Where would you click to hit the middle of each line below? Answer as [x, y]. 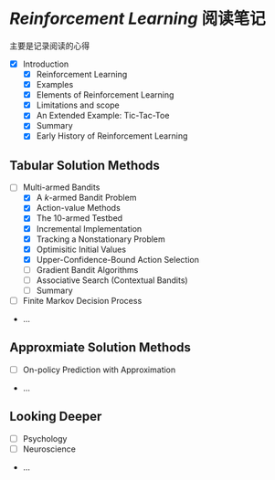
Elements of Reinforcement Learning [105, 95]
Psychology [45, 438]
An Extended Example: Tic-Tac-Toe [103, 116]
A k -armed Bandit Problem [86, 198]
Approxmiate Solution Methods [100, 348]
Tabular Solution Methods [85, 165]
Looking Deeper [56, 417]
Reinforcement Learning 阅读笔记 [138, 19]
